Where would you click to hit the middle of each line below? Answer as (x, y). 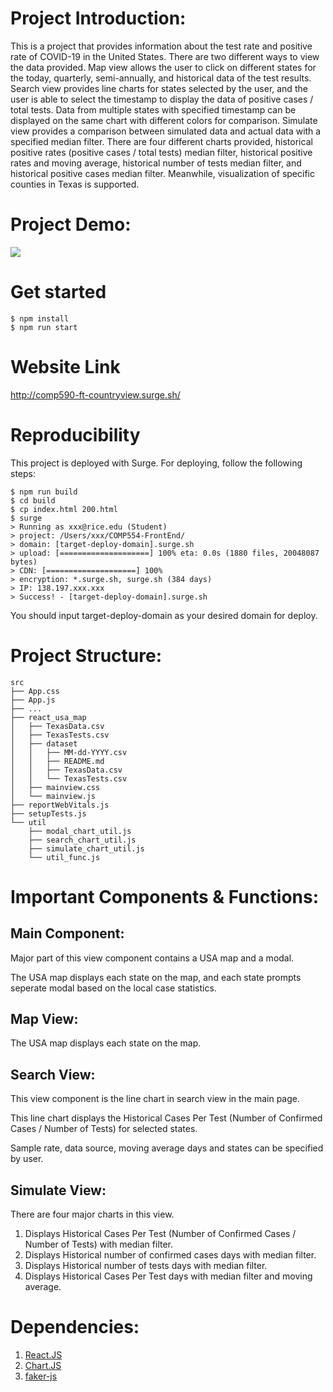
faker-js (41, 1376)
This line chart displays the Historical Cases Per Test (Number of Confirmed (166, 1118)
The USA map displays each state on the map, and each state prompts (156, 977)
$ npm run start (44, 327)
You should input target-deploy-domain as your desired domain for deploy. (164, 615)
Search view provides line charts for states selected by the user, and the (159, 88)
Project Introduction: (98, 18)
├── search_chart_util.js (82, 840)
